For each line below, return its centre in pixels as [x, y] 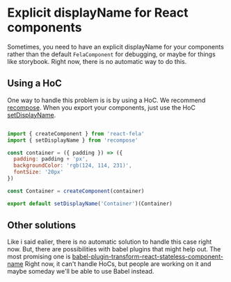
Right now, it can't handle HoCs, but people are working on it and [118, 264]
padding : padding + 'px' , [51, 159]
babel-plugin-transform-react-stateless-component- [148, 257]
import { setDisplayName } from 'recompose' [73, 140]
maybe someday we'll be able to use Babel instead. [81, 272]
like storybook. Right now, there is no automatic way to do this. [97, 61]
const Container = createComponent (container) [76, 191]
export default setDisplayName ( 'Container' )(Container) [90, 204]
